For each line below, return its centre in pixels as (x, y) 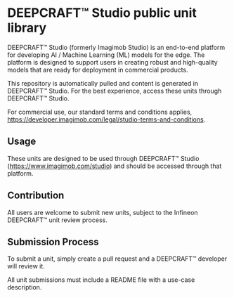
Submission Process (53, 241)
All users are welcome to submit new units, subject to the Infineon (103, 212)
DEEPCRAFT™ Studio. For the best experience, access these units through (115, 91)
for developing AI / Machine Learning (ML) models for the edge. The (106, 55)
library (27, 28)
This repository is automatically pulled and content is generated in (103, 83)
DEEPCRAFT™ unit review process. (57, 220)
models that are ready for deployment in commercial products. (98, 70)
